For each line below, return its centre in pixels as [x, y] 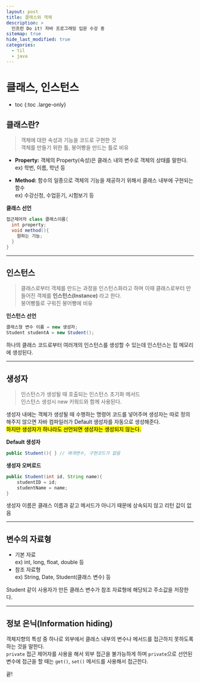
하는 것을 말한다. [25, 646]
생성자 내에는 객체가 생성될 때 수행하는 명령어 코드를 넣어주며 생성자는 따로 [93, 414]
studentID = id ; [37, 482]
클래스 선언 [19, 208]
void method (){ [30, 230]
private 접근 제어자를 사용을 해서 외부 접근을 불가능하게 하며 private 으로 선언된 [99, 654]
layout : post [22, 12]
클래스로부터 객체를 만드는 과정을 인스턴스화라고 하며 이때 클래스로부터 [103, 288]
